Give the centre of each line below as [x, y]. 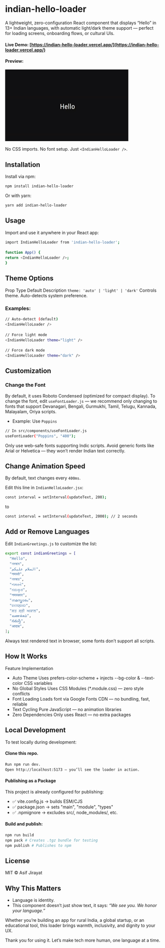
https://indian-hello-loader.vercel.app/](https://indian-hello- [95, 44]
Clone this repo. [22, 753]
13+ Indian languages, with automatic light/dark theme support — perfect [79, 28]
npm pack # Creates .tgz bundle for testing [51, 840]
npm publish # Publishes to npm [38, 845]
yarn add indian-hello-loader [36, 205]
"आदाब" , [17, 626]
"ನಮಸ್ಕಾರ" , [18, 590]
